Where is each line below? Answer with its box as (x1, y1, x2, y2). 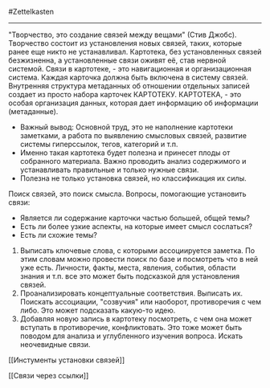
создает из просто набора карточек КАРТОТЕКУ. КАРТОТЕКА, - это (8, 90, 242, 99)
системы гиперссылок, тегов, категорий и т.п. (19, 140, 178, 149)
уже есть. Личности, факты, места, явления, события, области (19, 263, 236, 272)
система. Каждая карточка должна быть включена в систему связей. (8, 72, 248, 82)
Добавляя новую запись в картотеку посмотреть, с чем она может (19, 314, 252, 324)
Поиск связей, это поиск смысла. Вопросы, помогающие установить (8, 189, 247, 198)
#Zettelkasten (8, 7, 55, 16)
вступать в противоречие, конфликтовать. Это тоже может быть (19, 323, 243, 332)
